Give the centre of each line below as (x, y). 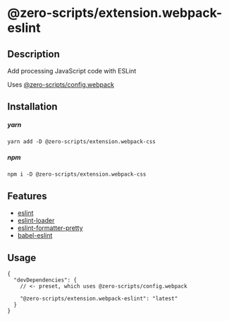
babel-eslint (35, 236)
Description (33, 54)
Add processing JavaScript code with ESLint (72, 71)
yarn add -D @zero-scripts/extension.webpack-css (82, 142)
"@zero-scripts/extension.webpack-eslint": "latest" (99, 298)
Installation (32, 107)
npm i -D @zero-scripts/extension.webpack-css (77, 174)
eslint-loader (36, 221)
